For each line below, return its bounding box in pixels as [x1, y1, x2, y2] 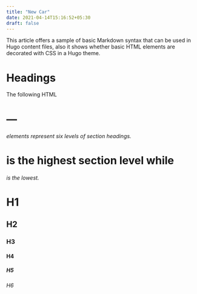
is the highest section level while [6, 154, 175, 167]
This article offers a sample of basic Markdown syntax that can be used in [6, 37, 192, 44]
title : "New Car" [6, 8, 50, 15]
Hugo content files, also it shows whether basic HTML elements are [6, 43, 176, 50]
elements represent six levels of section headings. [6, 133, 132, 140]
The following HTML [6, 91, 58, 98]
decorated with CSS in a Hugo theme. [6, 50, 101, 57]
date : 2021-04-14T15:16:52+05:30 [6, 15, 91, 21]
